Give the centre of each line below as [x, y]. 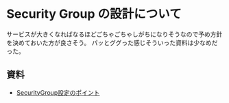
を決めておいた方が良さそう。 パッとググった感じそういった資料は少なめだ [112, 42]
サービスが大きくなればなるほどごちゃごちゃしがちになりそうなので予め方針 [114, 34]
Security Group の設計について [94, 14]
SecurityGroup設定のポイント [58, 92]
